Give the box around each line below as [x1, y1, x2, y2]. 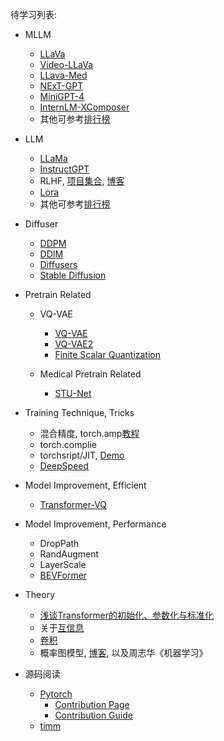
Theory [24, 589, 56, 600]
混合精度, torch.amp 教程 [39, 428, 140, 439]
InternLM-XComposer [39, 101, 130, 113]
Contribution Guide [54, 709, 133, 721]
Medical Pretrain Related [39, 368, 142, 380]
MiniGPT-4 [39, 91, 85, 102]
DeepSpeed [39, 460, 90, 472]
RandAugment [39, 548, 100, 560]
